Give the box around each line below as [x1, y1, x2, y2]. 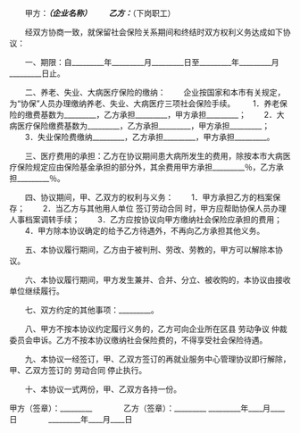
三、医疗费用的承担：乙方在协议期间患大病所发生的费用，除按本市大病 [24, 151, 283, 161]
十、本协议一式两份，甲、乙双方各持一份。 [24, 384, 181, 395]
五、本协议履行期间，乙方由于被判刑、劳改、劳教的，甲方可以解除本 [24, 245, 275, 254]
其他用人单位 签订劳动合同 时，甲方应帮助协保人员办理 [86, 204, 287, 213]
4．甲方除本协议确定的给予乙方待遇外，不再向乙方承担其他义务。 [24, 226, 265, 236]
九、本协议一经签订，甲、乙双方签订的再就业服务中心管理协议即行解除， [24, 354, 291, 364]
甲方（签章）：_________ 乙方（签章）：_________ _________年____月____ [9, 403, 286, 413]
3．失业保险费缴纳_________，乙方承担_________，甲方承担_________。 [24, 132, 275, 142]
